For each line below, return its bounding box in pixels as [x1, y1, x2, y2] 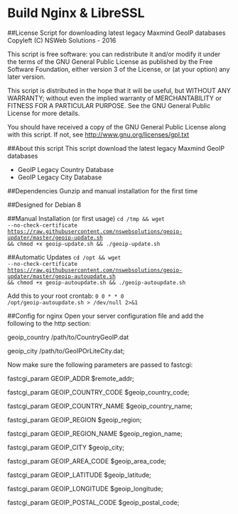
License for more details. [7, 109, 80, 117]
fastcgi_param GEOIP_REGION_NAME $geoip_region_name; [7, 429, 183, 438]
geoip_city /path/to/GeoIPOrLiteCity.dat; [7, 346, 125, 355]
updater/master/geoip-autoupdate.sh [7, 272, 116, 280]
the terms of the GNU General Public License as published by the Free [7, 57, 213, 65]
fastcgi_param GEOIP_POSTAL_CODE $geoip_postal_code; [7, 498, 180, 506]
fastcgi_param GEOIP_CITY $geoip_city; [7, 443, 125, 451]
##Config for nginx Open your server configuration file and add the [7, 311, 204, 320]
